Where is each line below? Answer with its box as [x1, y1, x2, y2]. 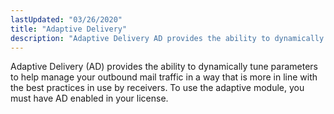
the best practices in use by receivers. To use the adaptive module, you [10, 82, 305, 94]
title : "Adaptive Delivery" [10, 24, 128, 34]
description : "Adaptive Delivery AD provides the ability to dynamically [10, 33, 325, 43]
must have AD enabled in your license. [10, 92, 169, 105]
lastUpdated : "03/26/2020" [10, 14, 123, 25]
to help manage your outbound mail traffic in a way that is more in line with [10, 71, 318, 83]
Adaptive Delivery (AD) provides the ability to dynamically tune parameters [10, 61, 318, 73]
